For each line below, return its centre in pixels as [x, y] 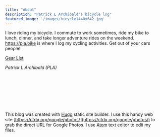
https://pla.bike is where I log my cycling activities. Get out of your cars [78, 43]
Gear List [14, 58]
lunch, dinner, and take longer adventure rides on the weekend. [70, 38]
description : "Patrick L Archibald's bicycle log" [58, 14]
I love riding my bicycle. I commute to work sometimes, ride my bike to [77, 33]
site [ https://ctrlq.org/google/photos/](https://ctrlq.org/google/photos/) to [80, 120]
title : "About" [21, 10]
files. [10, 130]
